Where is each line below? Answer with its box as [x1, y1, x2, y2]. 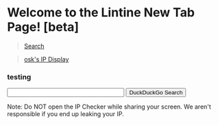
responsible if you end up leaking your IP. [7, 110, 125, 118]
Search [23, 42, 45, 50]
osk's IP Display [23, 55, 69, 63]
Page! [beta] [7, 19, 80, 35]
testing [7, 72, 32, 81]
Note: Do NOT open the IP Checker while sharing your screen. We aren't [7, 102, 211, 111]
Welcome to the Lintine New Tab [7, 5, 195, 20]
